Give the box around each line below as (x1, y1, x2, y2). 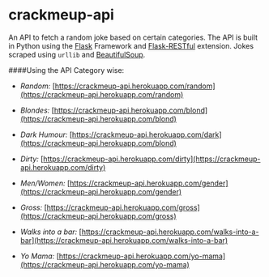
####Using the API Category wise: (8, 65, 125, 75)
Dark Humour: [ (19, 130, 73, 139)
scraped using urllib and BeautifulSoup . (8, 49, 146, 59)
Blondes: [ (19, 105, 55, 115)
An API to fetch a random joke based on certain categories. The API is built (8, 32, 258, 42)
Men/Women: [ (19, 178, 70, 188)
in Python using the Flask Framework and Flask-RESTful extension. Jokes (8, 40, 254, 50)
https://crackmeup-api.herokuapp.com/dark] (71, 130, 222, 139)
